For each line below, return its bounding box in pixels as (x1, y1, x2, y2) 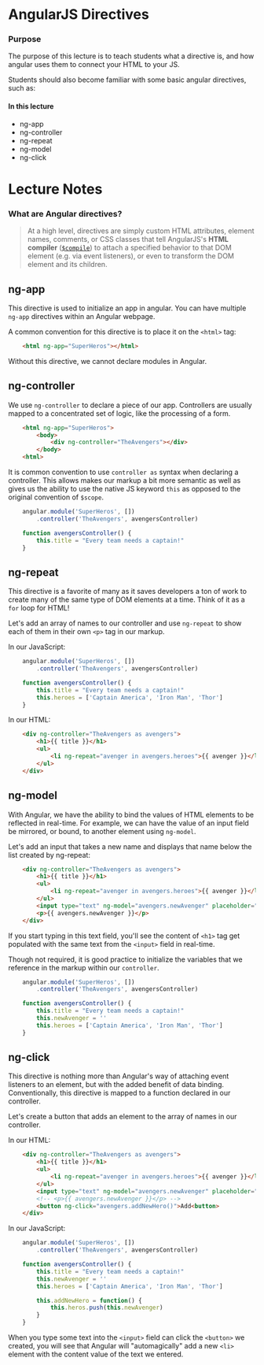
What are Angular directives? (8, 208, 123, 219)
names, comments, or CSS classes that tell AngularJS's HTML (27, 235, 229, 244)
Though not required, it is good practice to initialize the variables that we (8, 955, 243, 964)
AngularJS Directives (8, 6, 149, 24)
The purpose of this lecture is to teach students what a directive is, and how (8, 51, 255, 61)
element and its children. (27, 260, 108, 269)
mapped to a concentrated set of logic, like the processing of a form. (8, 408, 231, 418)
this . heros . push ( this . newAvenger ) (49, 1304, 163, 1312)
